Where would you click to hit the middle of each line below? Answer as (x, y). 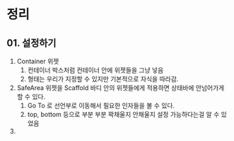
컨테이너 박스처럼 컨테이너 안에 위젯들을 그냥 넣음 (95, 70)
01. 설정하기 (31, 43)
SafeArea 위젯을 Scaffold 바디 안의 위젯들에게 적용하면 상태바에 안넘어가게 (121, 88)
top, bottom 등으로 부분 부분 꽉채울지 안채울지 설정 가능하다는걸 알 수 (123, 114)
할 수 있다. (31, 97)
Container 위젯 (38, 61)
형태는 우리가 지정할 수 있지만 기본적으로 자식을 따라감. (103, 79)
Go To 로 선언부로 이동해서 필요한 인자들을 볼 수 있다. (101, 106)
